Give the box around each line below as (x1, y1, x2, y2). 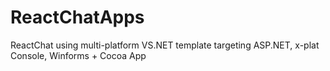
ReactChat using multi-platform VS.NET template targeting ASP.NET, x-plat (10, 39, 320, 51)
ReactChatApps (10, 6, 145, 29)
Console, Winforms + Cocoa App (10, 49, 147, 61)
